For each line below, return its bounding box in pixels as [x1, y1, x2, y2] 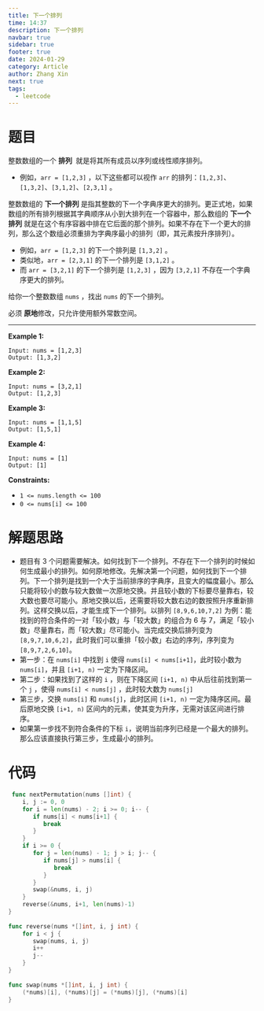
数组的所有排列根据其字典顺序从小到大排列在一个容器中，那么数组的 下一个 [8, 209, 251, 219]
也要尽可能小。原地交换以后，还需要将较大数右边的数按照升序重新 [33, 596, 247, 605]
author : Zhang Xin [8, 70, 68, 78]
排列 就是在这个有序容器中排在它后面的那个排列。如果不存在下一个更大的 [8, 219, 244, 228]
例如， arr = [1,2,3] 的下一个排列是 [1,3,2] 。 [19, 246, 172, 255]
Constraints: [8, 476, 50, 485]
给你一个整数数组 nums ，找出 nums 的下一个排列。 [8, 292, 169, 302]
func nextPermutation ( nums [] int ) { [11, 791, 132, 799]
